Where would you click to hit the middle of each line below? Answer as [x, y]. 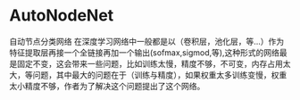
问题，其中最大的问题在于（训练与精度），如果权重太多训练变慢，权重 [160, 75]
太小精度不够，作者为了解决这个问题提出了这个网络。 [107, 86]
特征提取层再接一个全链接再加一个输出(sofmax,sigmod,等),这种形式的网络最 [148, 52]
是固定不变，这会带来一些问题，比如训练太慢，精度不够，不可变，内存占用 [146, 63]
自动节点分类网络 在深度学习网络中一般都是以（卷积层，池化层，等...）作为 [147, 41]
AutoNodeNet [62, 16]
